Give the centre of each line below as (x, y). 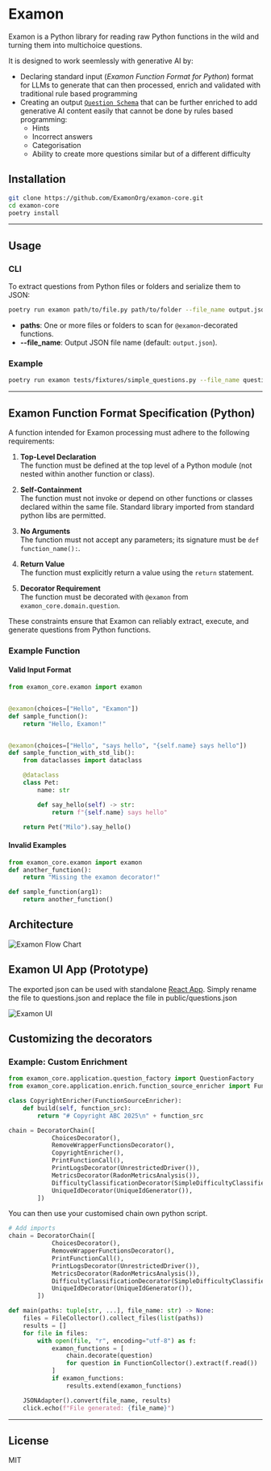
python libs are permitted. (63, 515)
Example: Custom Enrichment (68, 1062)
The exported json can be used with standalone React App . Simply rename (132, 989)
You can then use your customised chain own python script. (108, 1214)
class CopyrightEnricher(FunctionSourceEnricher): (95, 1101)
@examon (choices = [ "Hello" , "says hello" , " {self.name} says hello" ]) (128, 745)
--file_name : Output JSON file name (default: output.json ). (119, 342)
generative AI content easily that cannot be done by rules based (127, 111)
